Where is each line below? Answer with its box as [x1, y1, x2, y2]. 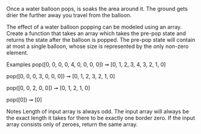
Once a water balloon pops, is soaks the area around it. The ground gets [6, 5, 188, 12]
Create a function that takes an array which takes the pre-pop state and [6, 30, 186, 37]
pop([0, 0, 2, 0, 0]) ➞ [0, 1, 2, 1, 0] [6, 84, 90, 92]
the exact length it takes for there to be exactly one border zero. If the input [6, 115, 196, 121]
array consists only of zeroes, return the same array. [6, 121, 138, 128]
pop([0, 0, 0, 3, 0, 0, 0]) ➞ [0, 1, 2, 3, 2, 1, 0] [6, 73, 116, 79]
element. [6, 49, 29, 56]
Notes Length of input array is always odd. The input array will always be [6, 108, 189, 115]
